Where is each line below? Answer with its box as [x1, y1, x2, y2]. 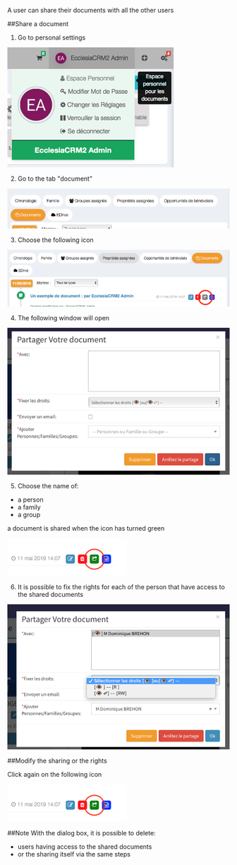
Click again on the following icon [7, 770, 102, 779]
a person [17, 495, 44, 504]
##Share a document [7, 20, 69, 28]
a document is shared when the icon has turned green [7, 524, 165, 532]
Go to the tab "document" [17, 174, 93, 183]
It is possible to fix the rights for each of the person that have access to [17, 582, 226, 591]
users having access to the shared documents [17, 842, 152, 851]
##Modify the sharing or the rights [7, 756, 107, 765]
